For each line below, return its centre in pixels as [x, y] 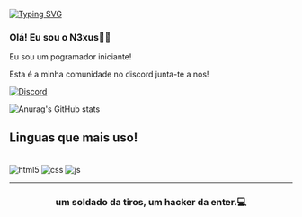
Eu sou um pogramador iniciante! [71, 57]
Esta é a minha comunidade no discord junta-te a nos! [109, 74]
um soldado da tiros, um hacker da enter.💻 [151, 202]
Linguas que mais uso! [74, 137]
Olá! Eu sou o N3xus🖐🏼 [60, 37]
